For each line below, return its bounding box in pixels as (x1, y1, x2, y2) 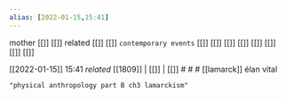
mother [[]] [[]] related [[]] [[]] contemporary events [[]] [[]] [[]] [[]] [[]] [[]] (9, 37, 277, 48)
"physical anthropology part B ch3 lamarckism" (9, 80, 189, 89)
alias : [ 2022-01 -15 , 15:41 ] (9, 12, 109, 22)
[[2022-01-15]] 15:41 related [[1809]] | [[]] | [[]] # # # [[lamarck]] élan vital (9, 64, 278, 74)
